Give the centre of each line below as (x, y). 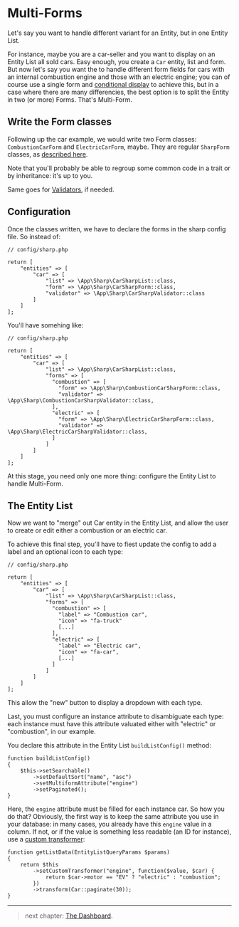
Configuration (39, 212)
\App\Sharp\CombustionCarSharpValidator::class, (81, 400)
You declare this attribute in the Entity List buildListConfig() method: (109, 745)
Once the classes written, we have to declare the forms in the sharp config (117, 229)
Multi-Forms (45, 13)
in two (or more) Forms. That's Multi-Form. (70, 99)
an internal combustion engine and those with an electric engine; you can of (119, 77)
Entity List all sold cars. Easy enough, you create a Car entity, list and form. (117, 61)
